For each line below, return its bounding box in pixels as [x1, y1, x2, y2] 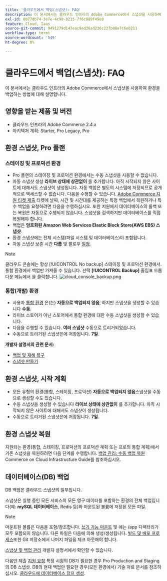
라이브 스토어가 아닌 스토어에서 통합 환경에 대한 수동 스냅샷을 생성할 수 [12, 312, 150, 318]
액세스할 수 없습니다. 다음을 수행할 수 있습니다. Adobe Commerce [25, 191, 155, 197]
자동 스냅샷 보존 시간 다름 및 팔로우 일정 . [12, 241, 91, 247]
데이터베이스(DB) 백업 [5, 472, 69, 481]
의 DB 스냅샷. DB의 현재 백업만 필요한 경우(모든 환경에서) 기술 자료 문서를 [5, 563, 148, 570]
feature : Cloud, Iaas [5, 21, 50, 26]
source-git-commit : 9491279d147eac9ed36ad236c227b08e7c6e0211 [5, 26, 137, 31]
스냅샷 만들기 [12, 358, 38, 364]
